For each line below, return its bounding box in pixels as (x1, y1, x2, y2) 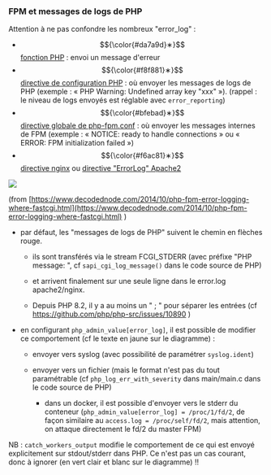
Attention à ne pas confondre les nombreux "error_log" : (8, 24, 196, 34)
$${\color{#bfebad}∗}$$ (100, 108, 185, 118)
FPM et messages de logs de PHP (8, 6, 143, 17)
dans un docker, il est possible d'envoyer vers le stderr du (44, 399, 239, 408)
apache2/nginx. (32, 285, 85, 294)
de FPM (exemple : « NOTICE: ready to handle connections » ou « (19, 129, 240, 139)
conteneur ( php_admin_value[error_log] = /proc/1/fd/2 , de (44, 407, 245, 416)
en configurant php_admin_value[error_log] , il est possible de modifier (19, 325, 256, 335)
